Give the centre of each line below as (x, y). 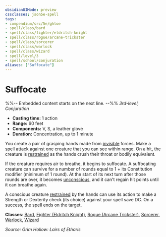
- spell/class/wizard (28, 51)
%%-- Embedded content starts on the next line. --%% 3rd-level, (72, 103)
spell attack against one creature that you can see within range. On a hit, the (83, 149)
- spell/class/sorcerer (30, 42)
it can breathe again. (26, 185)
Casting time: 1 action (35, 118)
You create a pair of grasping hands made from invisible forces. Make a (78, 144)
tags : (11, 19)
